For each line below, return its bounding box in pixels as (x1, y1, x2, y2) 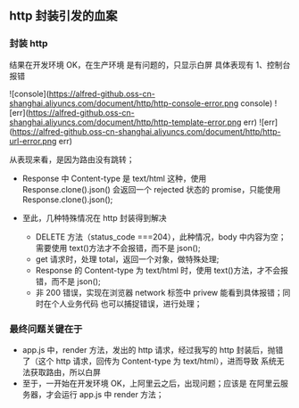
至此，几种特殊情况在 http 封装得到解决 (21, 212, 167, 223)
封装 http (9, 37, 48, 50)
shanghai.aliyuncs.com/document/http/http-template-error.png (9, 117, 242, 127)
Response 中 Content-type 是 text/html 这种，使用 (21, 173, 207, 184)
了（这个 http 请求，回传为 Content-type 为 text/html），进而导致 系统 (21, 355, 277, 366)
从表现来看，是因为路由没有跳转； (9, 154, 135, 165)
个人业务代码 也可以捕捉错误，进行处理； (51, 298, 203, 309)
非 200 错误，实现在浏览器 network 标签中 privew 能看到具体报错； (35, 287, 283, 298)
